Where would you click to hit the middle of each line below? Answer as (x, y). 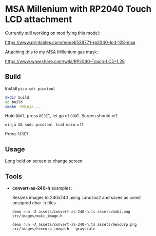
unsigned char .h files (34, 203)
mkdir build (17, 97)
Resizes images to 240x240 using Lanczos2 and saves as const (76, 197)
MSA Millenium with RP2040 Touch (78, 9)
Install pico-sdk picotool (30, 88)
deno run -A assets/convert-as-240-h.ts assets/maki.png (71, 212)
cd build (14, 102)
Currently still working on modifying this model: (53, 33)
